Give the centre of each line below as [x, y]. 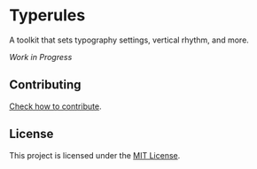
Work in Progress [41, 57]
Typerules [47, 15]
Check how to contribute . [55, 106]
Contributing [45, 85]
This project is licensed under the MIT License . [95, 155]
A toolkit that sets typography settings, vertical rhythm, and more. [129, 40]
